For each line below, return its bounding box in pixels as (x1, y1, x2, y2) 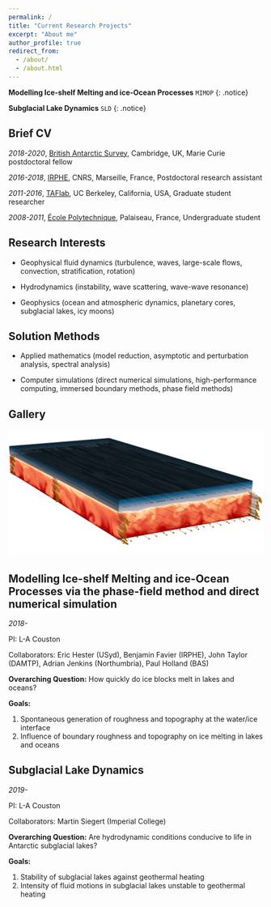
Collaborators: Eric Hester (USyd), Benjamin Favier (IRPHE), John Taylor (8, 649, 248, 659)
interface (19, 722, 51, 732)
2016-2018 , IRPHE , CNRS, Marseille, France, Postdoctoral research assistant (8, 172, 263, 182)
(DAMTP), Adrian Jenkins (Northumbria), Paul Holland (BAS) (8, 658, 210, 668)
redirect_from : (8, 47, 60, 56)
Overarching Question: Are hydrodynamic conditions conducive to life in (8, 832, 252, 841)
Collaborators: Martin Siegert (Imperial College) (8, 816, 167, 826)
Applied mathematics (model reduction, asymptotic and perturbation (19, 351, 249, 360)
